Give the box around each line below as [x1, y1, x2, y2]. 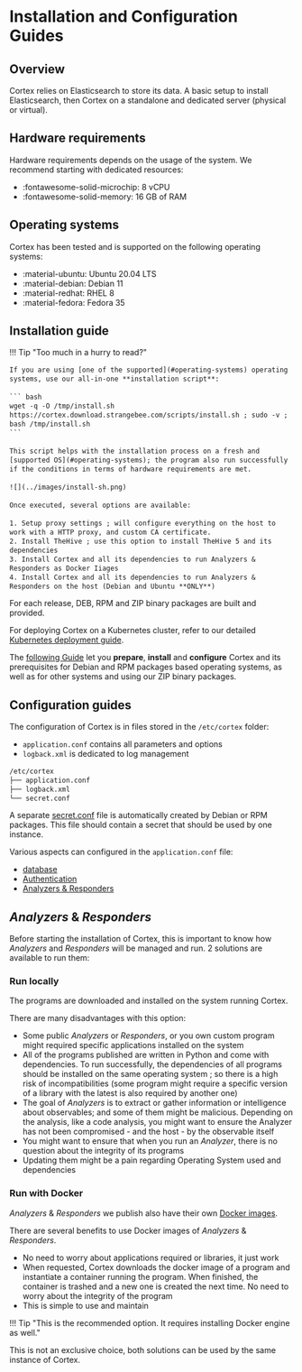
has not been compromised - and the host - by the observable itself [22, 1126, 275, 1137]
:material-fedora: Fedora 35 [22, 297, 125, 308]
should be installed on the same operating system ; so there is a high [22, 1069, 279, 1080]
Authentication [22, 873, 78, 885]
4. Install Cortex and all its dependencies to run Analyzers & [9, 573, 256, 583]
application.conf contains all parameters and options [22, 739, 223, 750]
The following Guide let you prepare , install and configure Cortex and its [9, 652, 281, 663]
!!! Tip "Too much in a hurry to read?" [9, 347, 147, 358]
